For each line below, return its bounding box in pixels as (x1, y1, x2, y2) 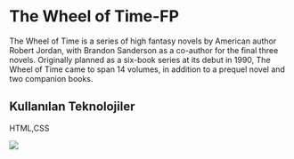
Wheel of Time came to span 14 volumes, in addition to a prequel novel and (9, 64, 285, 75)
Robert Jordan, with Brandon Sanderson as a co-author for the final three (9, 44, 279, 55)
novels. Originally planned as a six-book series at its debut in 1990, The (9, 54, 271, 65)
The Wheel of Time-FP (9, 6, 180, 27)
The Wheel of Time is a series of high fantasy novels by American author (9, 36, 277, 46)
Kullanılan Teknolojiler (9, 99, 135, 115)
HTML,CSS (9, 123, 50, 133)
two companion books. (9, 73, 94, 83)
